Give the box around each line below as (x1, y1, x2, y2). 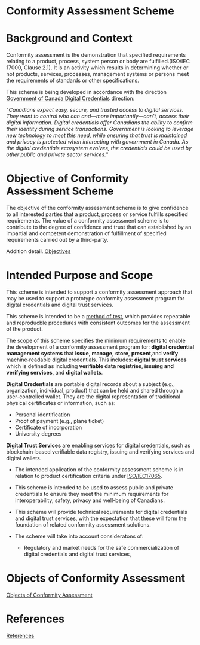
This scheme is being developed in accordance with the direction (6, 89, 167, 96)
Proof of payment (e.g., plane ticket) (14, 418, 104, 424)
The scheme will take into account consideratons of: (14, 533, 144, 540)
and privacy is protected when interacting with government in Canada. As (6, 138, 189, 145)
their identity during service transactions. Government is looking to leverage (6, 126, 194, 133)
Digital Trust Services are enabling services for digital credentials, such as (6, 442, 191, 449)
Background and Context (6, 32, 133, 45)
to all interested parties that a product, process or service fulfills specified (6, 211, 188, 218)
